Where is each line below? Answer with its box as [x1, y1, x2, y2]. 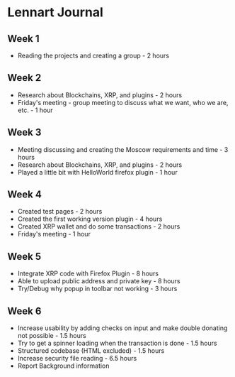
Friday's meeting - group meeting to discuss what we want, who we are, [17, 98, 229, 106]
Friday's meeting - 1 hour [17, 230, 91, 239]
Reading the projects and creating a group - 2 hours [17, 51, 170, 60]
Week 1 [7, 33, 40, 45]
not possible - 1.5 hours [17, 332, 86, 340]
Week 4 [7, 189, 42, 201]
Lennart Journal [7, 4, 104, 21]
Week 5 [7, 250, 41, 263]
